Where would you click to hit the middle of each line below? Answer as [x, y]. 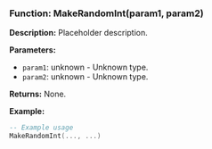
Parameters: [33, 50]
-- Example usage [41, 128]
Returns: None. [38, 94]
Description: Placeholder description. [79, 33]
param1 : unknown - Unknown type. [85, 67]
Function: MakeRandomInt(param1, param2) [106, 13]
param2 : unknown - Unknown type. [85, 77]
